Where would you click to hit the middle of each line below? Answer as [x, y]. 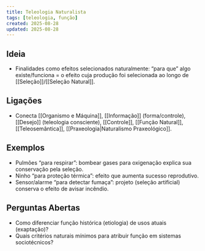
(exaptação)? [32, 229]
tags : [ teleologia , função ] [42, 18]
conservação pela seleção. [49, 169]
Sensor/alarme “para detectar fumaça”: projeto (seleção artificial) [98, 182]
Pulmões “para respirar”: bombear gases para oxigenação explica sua [103, 162]
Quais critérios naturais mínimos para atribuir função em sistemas [98, 236]
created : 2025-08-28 [33, 23]
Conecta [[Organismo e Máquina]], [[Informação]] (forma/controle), [100, 115]
